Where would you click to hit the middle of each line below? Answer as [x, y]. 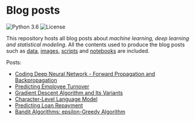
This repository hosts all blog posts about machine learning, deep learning [98, 38]
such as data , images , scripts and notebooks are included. [78, 50]
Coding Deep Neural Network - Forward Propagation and [85, 74]
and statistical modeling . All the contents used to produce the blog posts [95, 44]
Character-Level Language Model [56, 99]
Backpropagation [36, 80]
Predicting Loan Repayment [49, 105]
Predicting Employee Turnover [52, 86]
